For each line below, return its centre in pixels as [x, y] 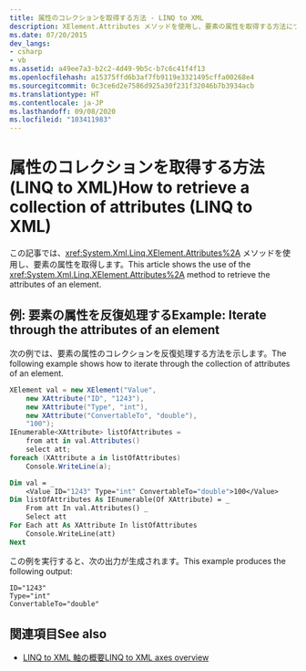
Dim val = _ [32, 483]
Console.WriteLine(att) [71, 534]
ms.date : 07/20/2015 [49, 35]
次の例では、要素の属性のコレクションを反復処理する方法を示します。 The [148, 353]
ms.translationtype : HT [55, 94]
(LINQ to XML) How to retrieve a [130, 188]
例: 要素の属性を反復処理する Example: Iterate [138, 315]
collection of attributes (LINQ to [131, 207]
